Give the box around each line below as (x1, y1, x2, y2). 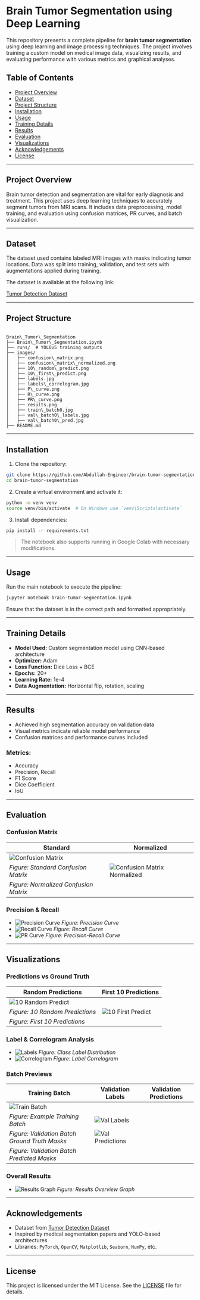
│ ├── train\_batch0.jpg (6, 407, 73, 413)
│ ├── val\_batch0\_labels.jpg (6, 412, 89, 418)
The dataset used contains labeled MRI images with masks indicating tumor (6, 254, 192, 262)
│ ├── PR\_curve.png (6, 397, 62, 403)
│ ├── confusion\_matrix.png (6, 355, 84, 361)
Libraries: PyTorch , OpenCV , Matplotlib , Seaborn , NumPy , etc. (14, 1243, 157, 1251)
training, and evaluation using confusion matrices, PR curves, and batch (6, 210, 183, 217)
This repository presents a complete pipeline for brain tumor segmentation (6, 36, 192, 43)
